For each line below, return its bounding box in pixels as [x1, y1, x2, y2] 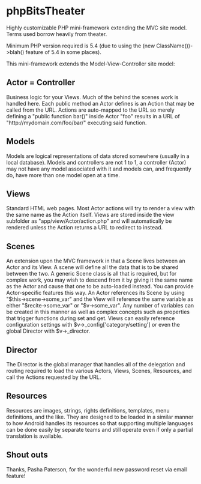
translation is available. [6, 432, 63, 440]
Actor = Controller [6, 77, 76, 88]
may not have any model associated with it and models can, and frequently [6, 165, 192, 172]
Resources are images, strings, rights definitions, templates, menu [6, 407, 170, 414]
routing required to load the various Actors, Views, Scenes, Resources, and [6, 368, 192, 374]
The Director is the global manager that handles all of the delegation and [6, 361, 185, 368]
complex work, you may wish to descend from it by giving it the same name [6, 276, 193, 283]
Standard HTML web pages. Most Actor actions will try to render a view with [6, 205, 195, 212]
